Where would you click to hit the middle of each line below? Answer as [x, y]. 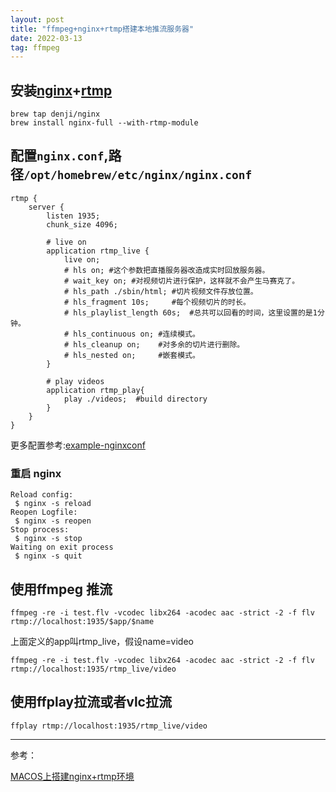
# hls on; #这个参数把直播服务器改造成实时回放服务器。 [166, 270]
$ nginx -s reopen [53, 521]
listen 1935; [73, 216]
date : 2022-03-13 [46, 38]
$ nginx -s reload [53, 504]
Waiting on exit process [62, 547]
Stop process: [40, 530]
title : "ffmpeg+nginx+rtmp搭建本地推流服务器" [102, 29]
